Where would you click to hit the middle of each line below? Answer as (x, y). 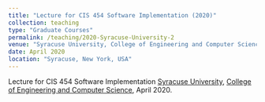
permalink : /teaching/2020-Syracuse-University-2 (91, 37)
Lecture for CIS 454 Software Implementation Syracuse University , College (130, 81)
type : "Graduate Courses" (50, 30)
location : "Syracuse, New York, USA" (70, 60)
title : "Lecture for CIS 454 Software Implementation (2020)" (112, 15)
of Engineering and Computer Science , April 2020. (90, 89)
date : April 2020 (37, 52)
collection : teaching (44, 23)
